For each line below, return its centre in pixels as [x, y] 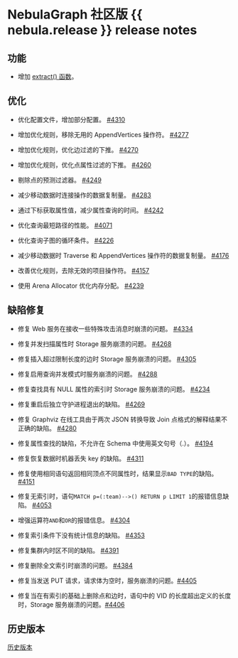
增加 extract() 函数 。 [48, 76]
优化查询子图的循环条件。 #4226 [66, 240]
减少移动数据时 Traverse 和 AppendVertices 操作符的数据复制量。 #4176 [123, 255]
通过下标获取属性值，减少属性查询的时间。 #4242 [91, 210]
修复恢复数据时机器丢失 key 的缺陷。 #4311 [81, 458]
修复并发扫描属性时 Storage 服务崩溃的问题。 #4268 [94, 344]
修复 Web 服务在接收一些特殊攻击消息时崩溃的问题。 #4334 [105, 328]
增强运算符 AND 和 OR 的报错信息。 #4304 [74, 520]
